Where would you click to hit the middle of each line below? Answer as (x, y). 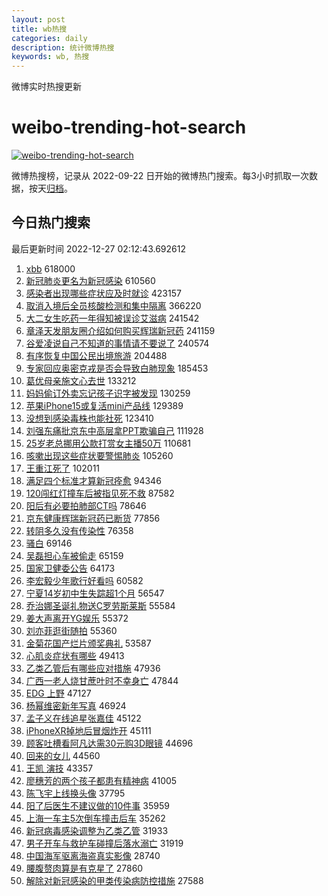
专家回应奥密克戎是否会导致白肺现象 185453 (117, 368)
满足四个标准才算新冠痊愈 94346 (93, 480)
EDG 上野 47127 (58, 693)
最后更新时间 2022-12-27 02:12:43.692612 (98, 248)
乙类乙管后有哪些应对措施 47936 (93, 668)
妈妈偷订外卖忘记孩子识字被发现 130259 (108, 393)
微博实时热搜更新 (46, 87)
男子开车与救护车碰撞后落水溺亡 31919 (104, 843)
